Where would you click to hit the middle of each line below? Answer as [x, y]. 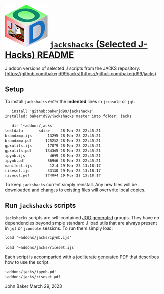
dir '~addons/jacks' [33, 126]
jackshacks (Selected [93, 44]
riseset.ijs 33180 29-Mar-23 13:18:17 [53, 171]
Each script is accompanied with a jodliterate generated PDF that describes [82, 257]
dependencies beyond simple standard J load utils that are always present [81, 223]
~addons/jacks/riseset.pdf [33, 277]
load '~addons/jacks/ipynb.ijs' [38, 237]
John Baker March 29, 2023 [34, 286]
